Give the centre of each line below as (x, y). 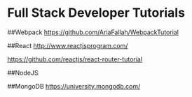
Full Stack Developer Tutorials (96, 13)
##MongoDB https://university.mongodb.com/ (74, 86)
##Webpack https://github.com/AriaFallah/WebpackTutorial (93, 32)
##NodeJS (23, 73)
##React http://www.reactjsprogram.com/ (68, 45)
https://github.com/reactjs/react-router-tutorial (75, 59)
